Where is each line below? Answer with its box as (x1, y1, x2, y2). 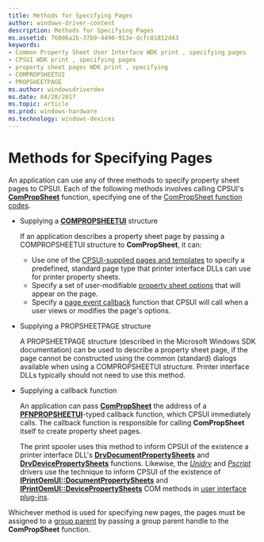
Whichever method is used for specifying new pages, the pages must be (8, 507, 246, 517)
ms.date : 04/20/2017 (8, 93, 77, 101)
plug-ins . (19, 492, 50, 502)
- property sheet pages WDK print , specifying (8, 63, 169, 71)
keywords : (8, 41, 41, 49)
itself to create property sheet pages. (19, 426, 142, 436)
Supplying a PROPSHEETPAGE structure (19, 321, 151, 330)
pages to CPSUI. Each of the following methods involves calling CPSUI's (8, 183, 244, 193)
